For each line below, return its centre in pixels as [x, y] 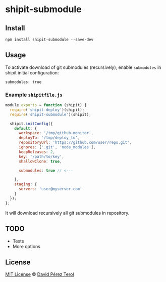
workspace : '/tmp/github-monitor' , [56, 133]
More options [26, 246]
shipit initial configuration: [32, 72]
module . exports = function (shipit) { [46, 105]
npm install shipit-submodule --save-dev [49, 39]
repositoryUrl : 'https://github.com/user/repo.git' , [75, 143]
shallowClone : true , [40, 161]
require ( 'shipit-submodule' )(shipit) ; [51, 114]
